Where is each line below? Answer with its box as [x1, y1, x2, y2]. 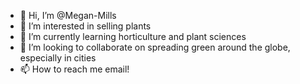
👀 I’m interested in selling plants [19, 20, 152, 32]
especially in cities [19, 52, 97, 64]
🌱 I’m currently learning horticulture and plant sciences [19, 31, 247, 42]
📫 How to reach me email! [19, 63, 130, 75]
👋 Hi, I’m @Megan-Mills [19, 10, 117, 21]
